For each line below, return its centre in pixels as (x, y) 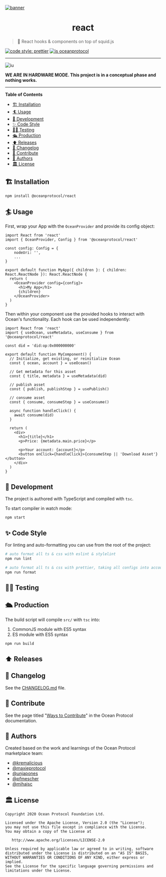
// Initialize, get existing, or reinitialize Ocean (65, 359)
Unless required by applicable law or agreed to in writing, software (79, 849)
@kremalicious (27, 763)
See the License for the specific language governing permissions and (79, 866)
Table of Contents (24, 94)
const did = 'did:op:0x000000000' (41, 346)
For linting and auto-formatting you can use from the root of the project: (78, 545)
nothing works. (21, 80)
